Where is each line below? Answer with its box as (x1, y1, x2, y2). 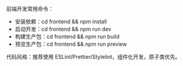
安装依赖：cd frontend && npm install (14, 18, 107, 25)
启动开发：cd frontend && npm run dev (14, 26, 112, 32)
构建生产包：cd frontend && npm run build (14, 33, 120, 40)
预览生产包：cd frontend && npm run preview (14, 41, 127, 47)
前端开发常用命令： (6, 5, 54, 12)
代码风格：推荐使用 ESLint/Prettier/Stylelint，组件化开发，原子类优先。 (6, 53, 181, 60)
